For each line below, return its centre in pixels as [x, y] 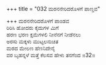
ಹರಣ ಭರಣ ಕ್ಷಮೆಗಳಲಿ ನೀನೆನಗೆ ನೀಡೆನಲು [44, 35]
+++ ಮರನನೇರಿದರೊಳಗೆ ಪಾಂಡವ [38, 21]
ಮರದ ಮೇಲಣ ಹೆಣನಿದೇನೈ [31, 48]
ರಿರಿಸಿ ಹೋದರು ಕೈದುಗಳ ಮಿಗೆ [33, 28]
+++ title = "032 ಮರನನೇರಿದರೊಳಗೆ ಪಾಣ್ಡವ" [53, 9]
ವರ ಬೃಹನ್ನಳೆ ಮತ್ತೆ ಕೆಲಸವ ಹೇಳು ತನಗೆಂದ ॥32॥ [51, 55]
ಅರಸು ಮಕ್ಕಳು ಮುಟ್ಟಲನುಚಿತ [32, 41]
